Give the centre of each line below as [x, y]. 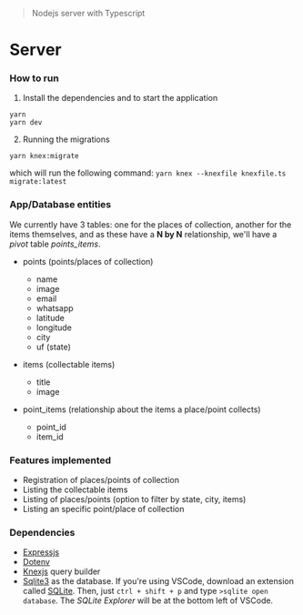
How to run [34, 78]
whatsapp [55, 307]
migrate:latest [38, 182]
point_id [51, 427]
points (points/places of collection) [88, 261]
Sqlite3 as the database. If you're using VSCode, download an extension [158, 581]
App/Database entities [61, 205]
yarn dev [26, 123]
